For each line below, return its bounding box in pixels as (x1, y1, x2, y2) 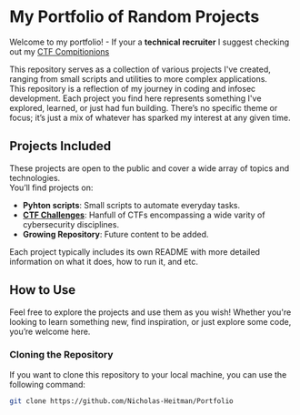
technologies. (9, 172, 61, 183)
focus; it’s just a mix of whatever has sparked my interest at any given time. (9, 112, 291, 123)
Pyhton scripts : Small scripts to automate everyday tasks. (22, 199, 241, 210)
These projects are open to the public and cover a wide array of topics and (9, 162, 289, 174)
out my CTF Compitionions (9, 46, 110, 56)
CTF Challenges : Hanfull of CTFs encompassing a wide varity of (22, 209, 265, 220)
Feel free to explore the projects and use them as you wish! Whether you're (9, 307, 292, 318)
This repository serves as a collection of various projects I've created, (9, 64, 271, 75)
